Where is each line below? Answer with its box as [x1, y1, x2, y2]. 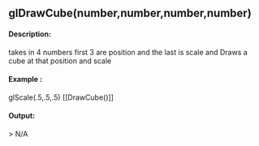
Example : [8, 75, 43, 84]
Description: [8, 28, 51, 39]
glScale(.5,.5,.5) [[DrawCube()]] [8, 92, 114, 102]
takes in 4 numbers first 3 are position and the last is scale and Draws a [8, 47, 248, 57]
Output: [8, 111, 35, 121]
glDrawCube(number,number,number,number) [8, 6, 252, 20]
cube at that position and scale [8, 56, 112, 66]
